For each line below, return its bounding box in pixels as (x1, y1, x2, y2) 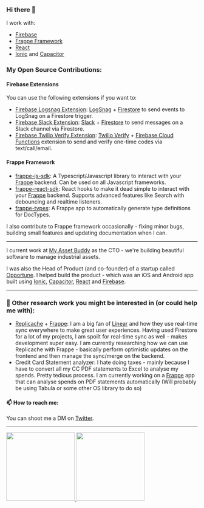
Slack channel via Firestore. (15, 125, 85, 132)
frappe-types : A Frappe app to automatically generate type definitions (15, 204, 191, 211)
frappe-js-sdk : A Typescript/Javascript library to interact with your (15, 172, 182, 179)
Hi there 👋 (6, 5, 36, 14)
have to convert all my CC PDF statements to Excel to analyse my (15, 365, 178, 372)
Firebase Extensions (6, 80, 59, 88)
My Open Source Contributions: (6, 66, 102, 74)
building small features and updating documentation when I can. (6, 229, 167, 236)
